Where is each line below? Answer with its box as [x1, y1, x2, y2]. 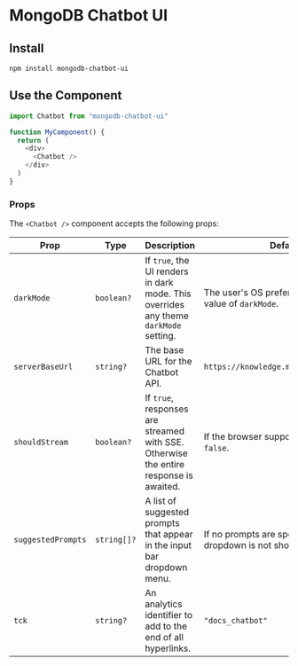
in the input [145, 539, 192, 552]
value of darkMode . [203, 298, 279, 310]
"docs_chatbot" [203, 615, 268, 626]
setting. [145, 330, 176, 342]
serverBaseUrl [13, 362, 74, 372]
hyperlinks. [145, 642, 191, 654]
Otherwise [145, 447, 188, 459]
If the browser [203, 431, 263, 443]
